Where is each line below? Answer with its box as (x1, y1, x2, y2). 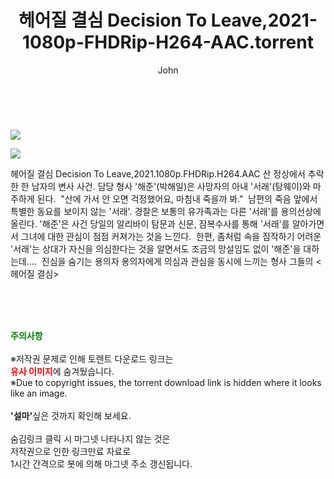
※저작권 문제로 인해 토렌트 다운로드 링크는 (10, 352, 174, 365)
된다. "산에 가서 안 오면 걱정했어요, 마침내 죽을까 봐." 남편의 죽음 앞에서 (36, 192, 318, 205)
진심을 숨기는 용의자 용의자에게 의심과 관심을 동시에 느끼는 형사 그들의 (41, 255, 314, 267)
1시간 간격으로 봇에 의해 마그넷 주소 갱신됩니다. (10, 457, 193, 470)
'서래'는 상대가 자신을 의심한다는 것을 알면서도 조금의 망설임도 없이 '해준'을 (10, 242, 302, 255)
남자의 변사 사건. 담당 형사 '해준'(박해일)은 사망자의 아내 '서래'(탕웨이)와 (31, 180, 311, 192)
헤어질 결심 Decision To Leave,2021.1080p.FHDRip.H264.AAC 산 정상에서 (10, 167, 306, 180)
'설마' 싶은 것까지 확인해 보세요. (10, 409, 132, 421)
